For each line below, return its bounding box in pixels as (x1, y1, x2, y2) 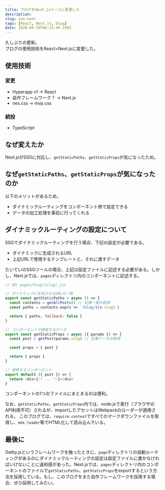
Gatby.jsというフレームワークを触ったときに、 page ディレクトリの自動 (5, 449, 146, 455)
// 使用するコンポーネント (5, 367, 53, 372)
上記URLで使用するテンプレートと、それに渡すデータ (12, 256, 120, 262)
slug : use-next (5, 16, 36, 21)
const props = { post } (9, 345, 58, 350)
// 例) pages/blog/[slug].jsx (5, 282, 66, 287)
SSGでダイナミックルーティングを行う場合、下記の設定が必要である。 (5, 239, 147, 245)
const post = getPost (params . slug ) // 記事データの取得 (9, 336, 120, 341)
